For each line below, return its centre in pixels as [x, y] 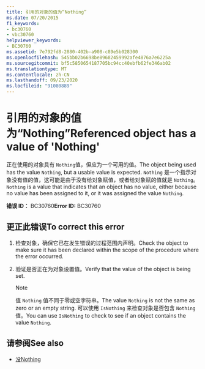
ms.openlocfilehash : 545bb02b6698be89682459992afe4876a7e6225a [89, 58]
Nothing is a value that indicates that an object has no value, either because [102, 187]
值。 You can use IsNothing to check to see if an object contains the [101, 315]
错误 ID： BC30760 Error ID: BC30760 [54, 206]
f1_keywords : [23, 23]
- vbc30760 [20, 35]
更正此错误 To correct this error [65, 227]
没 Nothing [28, 359]
